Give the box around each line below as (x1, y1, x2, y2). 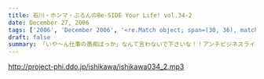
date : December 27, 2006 (8, 19, 90, 27)
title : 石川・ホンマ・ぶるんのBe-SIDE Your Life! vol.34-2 (8, 11, 192, 20)
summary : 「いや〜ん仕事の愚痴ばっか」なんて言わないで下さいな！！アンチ (8, 41, 221, 48)
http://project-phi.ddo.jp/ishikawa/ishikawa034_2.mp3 (8, 62, 185, 71)
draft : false (8, 33, 51, 41)
